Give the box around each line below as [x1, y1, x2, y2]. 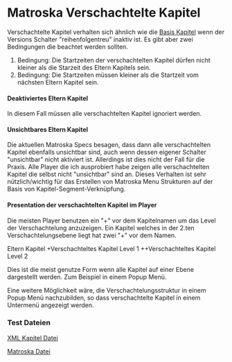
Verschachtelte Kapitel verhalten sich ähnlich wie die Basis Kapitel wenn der [7, 28, 225, 36]
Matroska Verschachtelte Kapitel [7, 5, 201, 21]
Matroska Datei [7, 347, 51, 355]
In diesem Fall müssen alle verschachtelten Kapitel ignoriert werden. [7, 110, 202, 118]
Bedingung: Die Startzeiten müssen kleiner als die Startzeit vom [17, 71, 199, 79]
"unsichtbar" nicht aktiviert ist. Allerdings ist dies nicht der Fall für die [7, 155, 205, 164]
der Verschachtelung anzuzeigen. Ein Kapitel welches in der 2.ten [7, 223, 195, 232]
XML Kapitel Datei [7, 334, 59, 342]
